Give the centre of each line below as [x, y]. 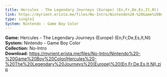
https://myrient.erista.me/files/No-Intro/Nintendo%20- [85, 54]
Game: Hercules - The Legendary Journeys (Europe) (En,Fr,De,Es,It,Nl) [78, 38]
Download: [17, 54]
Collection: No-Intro [26, 48]
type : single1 [20, 19]
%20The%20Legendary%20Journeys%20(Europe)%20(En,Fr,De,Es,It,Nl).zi [83, 64]
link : [11, 14]
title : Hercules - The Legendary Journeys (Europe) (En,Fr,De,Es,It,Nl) [82, 10]
